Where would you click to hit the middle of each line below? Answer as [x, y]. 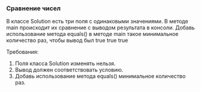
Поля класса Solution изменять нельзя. [65, 63]
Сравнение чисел [34, 8]
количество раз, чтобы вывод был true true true [67, 41]
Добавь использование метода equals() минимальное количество [100, 76]
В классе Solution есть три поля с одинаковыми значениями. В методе [97, 22]
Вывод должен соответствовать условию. [69, 70]
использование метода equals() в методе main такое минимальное [92, 34]
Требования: [22, 52]
